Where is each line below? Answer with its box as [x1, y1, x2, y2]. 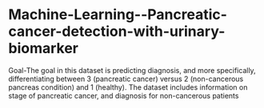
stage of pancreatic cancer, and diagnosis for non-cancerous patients [8, 91, 239, 100]
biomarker [8, 40, 78, 57]
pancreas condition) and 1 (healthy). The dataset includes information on [8, 82, 248, 92]
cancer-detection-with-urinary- [8, 22, 226, 40]
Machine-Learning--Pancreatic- [8, 6, 228, 24]
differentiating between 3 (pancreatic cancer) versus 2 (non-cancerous [8, 74, 244, 83]
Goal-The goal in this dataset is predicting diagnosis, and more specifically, [8, 65, 256, 75]
